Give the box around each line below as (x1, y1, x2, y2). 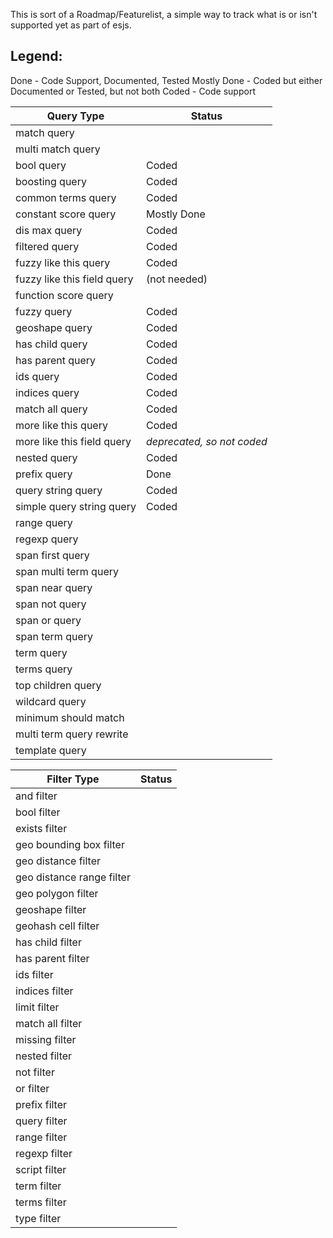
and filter (15, 789, 58, 803)
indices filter (15, 984, 74, 998)
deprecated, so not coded (145, 434, 268, 448)
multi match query (15, 142, 101, 156)
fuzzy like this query (15, 255, 111, 269)
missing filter (15, 1032, 77, 1046)
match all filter (15, 1016, 83, 1030)
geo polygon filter (15, 886, 99, 900)
